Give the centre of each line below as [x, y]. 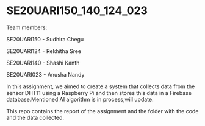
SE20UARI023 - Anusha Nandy [45, 74]
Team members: [27, 27]
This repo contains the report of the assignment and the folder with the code [103, 111]
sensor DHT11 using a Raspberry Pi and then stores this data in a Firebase [99, 93]
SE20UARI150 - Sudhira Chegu [45, 39]
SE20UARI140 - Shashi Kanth [43, 63]
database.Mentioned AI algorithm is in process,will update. [80, 99]
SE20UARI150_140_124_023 [77, 11]
